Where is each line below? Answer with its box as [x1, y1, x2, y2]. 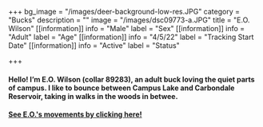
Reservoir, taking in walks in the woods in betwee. [8, 91, 178, 101]
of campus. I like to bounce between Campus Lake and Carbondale [8, 83, 235, 93]
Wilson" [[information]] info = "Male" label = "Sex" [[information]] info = [8, 24, 245, 33]
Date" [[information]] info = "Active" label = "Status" [8, 41, 180, 50]
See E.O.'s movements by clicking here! [8, 109, 142, 119]
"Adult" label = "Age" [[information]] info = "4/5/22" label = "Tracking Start [8, 32, 254, 42]
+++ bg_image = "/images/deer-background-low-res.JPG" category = [8, 7, 241, 16]
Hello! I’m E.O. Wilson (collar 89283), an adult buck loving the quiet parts [8, 74, 255, 84]
